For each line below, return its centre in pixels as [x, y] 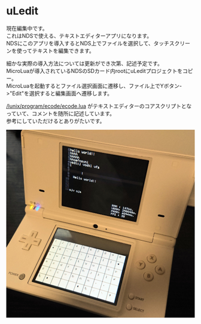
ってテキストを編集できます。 [58, 51]
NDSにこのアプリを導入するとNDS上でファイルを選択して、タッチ [88, 43]
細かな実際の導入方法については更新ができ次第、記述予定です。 [84, 63]
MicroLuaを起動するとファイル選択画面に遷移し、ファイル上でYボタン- [94, 85]
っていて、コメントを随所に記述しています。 [61, 113]
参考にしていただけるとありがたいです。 [56, 121]
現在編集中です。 [27, 28]
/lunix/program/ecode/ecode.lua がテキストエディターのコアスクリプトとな [99, 106]
